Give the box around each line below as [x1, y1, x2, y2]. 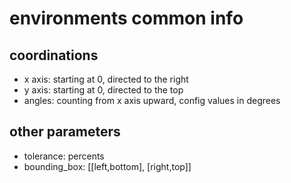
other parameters [9, 123, 121, 141]
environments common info [9, 7, 244, 30]
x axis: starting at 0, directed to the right [23, 73, 189, 85]
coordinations [9, 47, 99, 64]
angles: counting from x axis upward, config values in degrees [23, 95, 281, 106]
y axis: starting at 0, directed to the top [23, 84, 184, 96]
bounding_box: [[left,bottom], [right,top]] [23, 160, 192, 172]
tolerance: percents [23, 150, 105, 162]
